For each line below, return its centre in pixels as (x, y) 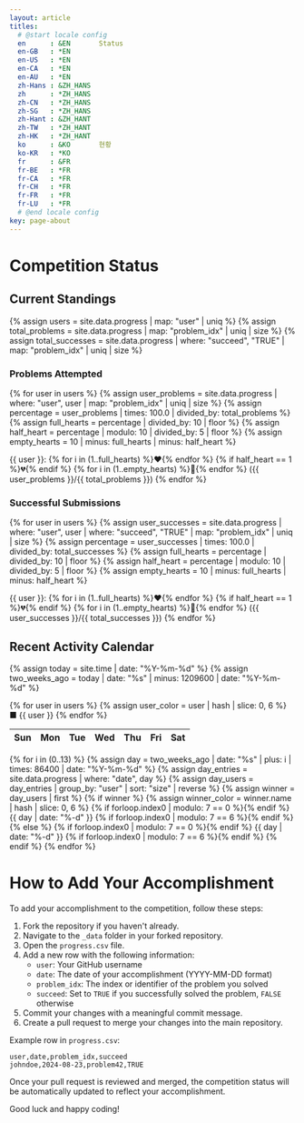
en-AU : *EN (44, 77)
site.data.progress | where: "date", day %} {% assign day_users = (132, 779)
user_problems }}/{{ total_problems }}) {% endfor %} (108, 479)
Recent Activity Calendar (82, 647)
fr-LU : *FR (44, 204)
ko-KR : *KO (44, 153)
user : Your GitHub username (89, 964)
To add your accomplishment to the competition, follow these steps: (137, 908)
